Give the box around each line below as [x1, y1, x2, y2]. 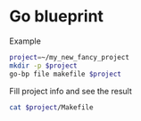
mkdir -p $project [9, 60, 78, 70]
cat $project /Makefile [9, 102, 94, 112]
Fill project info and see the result [9, 85, 132, 96]
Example [9, 36, 42, 46]
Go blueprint [9, 6, 104, 27]
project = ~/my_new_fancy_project [9, 52, 129, 61]
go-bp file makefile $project [9, 69, 122, 78]
